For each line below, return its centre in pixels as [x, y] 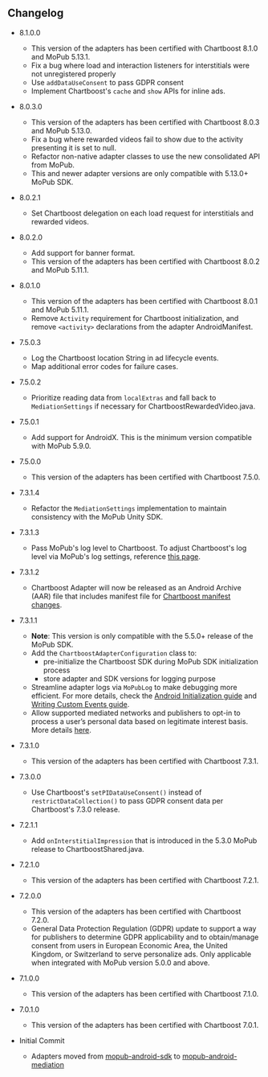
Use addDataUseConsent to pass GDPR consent [107, 82]
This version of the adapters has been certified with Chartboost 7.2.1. [145, 880]
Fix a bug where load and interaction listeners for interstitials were [140, 65]
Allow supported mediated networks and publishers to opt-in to [136, 713]
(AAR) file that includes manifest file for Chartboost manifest [131, 596]
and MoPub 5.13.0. [61, 130]
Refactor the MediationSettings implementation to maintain [129, 508]
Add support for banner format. [83, 253]
